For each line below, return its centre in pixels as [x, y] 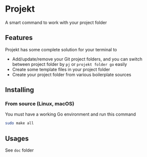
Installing [20, 90]
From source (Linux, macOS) [40, 104]
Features [19, 38]
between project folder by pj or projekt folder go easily [70, 64]
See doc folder [20, 150]
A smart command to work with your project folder [56, 22]
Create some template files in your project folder [61, 69]
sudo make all [20, 123]
